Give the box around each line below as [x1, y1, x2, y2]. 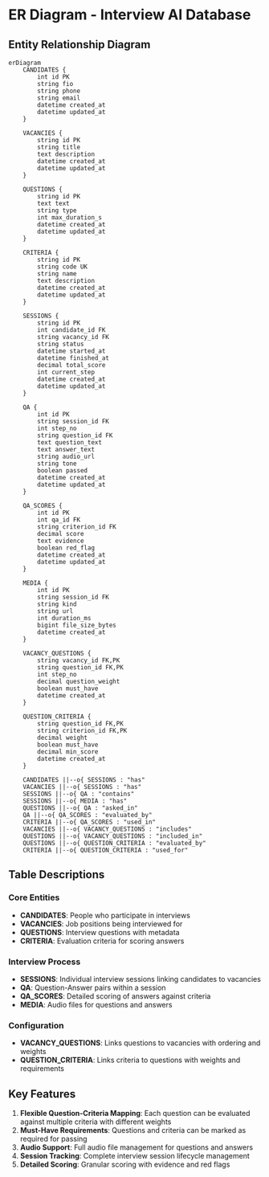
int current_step [37, 368, 95, 376]
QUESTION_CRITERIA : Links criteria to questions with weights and [19, 1055, 241, 1065]
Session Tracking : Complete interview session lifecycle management [19, 1151, 251, 1161]
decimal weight [37, 734, 88, 742]
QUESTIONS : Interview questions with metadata [19, 927, 180, 937]
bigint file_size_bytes [37, 621, 116, 629]
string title [37, 143, 81, 151]
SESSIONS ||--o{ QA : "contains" [22, 790, 135, 798]
